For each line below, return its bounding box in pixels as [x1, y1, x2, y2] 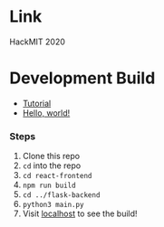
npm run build [22, 181, 76, 191]
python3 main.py [22, 201, 84, 210]
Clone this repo [22, 151, 80, 162]
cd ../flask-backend [22, 191, 101, 200]
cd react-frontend [22, 172, 92, 181]
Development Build [9, 68, 156, 89]
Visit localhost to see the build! [22, 208, 138, 219]
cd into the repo [22, 160, 82, 171]
